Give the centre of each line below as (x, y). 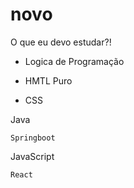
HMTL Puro (48, 80)
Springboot (33, 138)
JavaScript (32, 156)
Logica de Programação (74, 61)
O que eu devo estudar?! (61, 42)
